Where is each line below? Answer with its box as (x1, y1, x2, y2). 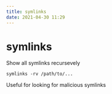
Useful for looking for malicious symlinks (6, 82, 106, 89)
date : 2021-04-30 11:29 (6, 14, 66, 20)
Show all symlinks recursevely (6, 59, 80, 67)
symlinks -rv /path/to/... (6, 71, 73, 77)
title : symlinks (6, 8, 46, 15)
